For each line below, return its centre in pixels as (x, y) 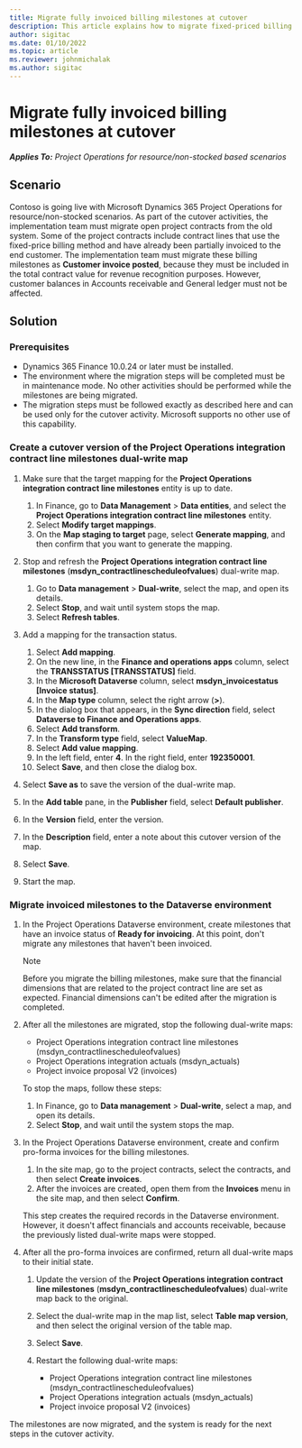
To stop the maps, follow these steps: (92, 1088)
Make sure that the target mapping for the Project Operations (137, 478)
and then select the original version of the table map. (134, 1325)
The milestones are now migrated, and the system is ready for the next (141, 1424)
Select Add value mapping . (87, 747)
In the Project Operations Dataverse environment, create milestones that (156, 924)
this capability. (49, 424)
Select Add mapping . (75, 652)
